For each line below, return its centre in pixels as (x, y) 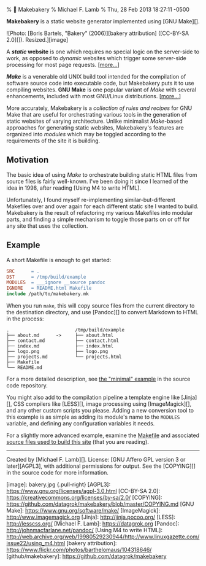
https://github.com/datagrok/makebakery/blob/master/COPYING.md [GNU (100, 504)
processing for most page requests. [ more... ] (63, 65)
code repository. (27, 386)
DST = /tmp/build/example (46, 277)
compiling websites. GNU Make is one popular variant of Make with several (101, 90)
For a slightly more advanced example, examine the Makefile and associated (103, 435)
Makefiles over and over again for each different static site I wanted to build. (103, 206)
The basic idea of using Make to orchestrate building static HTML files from (102, 174)
